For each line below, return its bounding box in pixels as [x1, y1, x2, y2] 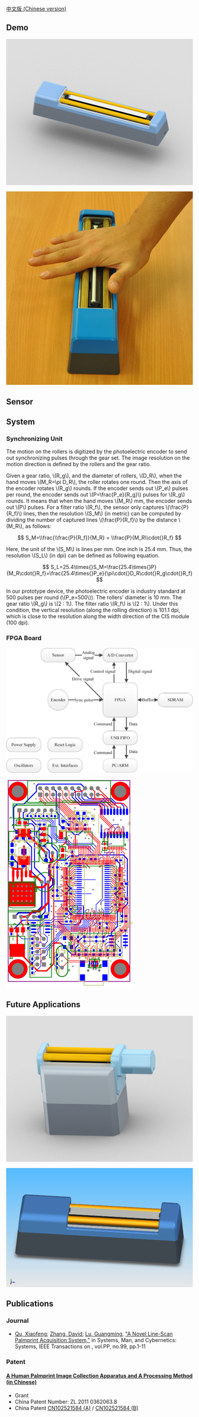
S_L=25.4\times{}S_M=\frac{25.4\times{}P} [50, 564, 157, 571]
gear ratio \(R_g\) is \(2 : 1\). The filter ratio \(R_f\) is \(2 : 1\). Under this [6, 600, 178, 608]
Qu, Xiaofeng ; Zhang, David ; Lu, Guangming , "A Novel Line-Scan [14, 1330, 173, 1337]
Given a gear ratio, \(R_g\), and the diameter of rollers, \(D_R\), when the [6, 472, 182, 479]
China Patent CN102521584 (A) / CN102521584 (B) [14, 1404, 139, 1412]
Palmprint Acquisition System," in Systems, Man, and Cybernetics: [14, 1336, 176, 1343]
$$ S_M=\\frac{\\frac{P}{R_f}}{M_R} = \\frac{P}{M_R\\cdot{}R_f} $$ [17, 534, 182, 542]
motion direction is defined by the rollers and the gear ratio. [6, 461, 152, 468]
